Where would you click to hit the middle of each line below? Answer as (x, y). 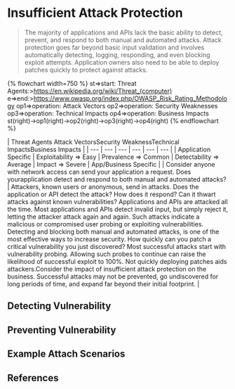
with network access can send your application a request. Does (99, 172)
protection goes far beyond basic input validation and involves (114, 47)
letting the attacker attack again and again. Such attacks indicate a (103, 217)
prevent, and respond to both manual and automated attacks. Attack (123, 39)
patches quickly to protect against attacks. (86, 70)
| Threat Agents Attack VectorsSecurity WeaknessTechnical (94, 141)
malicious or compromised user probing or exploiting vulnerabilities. (106, 224)
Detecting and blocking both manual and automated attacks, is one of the (113, 231)
